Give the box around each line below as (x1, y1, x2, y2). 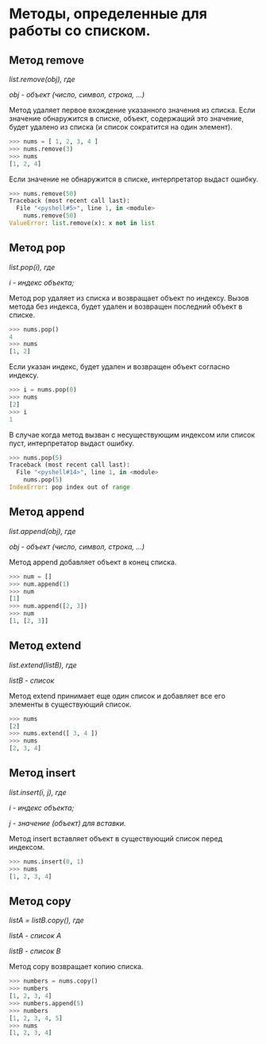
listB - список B (9, 946, 61, 956)
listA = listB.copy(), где (9, 916, 84, 925)
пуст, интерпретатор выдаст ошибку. (9, 438, 134, 448)
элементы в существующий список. (9, 699, 132, 709)
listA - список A (9, 931, 62, 941)
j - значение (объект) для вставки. (9, 818, 126, 828)
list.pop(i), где (9, 262, 56, 271)
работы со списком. (9, 21, 151, 40)
